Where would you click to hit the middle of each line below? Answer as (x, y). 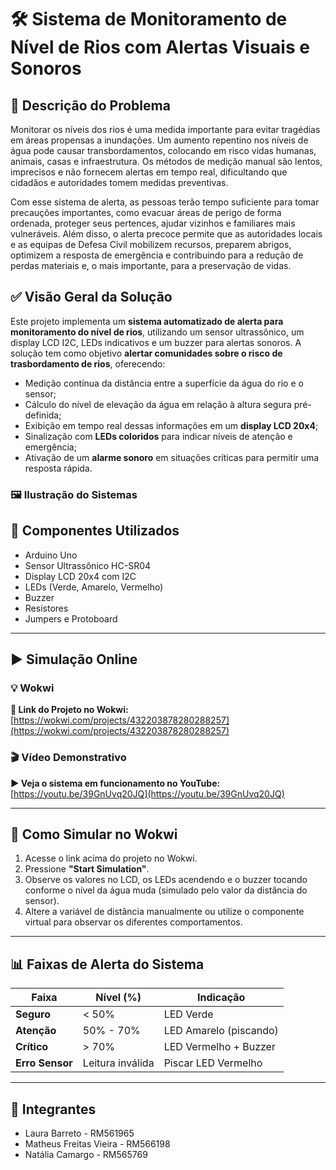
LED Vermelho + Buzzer (219, 1047)
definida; (43, 415)
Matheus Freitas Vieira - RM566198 (97, 1143)
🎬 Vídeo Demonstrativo (68, 758)
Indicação (221, 998)
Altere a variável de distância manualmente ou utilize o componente (164, 912)
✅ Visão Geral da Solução (91, 297)
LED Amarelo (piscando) (221, 1031)
